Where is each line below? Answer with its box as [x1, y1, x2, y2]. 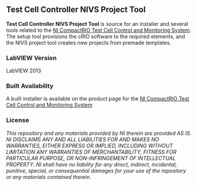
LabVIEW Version [6, 54, 57, 62]
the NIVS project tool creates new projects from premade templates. [6, 39, 172, 46]
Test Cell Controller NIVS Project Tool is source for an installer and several [6, 20, 188, 27]
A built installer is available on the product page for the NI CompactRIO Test [6, 95, 189, 102]
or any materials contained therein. [6, 173, 92, 180]
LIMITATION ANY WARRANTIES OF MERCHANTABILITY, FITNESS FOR [6, 148, 177, 155]
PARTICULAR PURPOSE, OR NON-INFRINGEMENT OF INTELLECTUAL [6, 154, 176, 161]
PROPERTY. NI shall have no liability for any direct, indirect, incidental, [6, 161, 178, 168]
